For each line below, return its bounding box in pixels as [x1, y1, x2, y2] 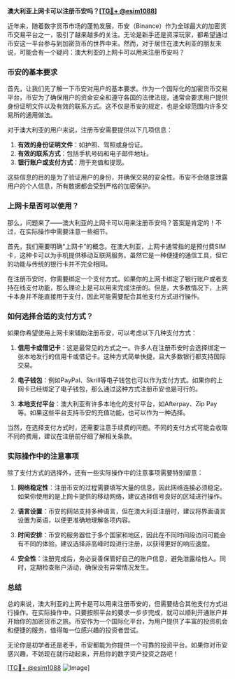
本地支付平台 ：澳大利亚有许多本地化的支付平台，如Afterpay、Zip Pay [17, 399, 218, 408]
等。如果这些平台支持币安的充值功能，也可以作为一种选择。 [17, 408, 190, 417]
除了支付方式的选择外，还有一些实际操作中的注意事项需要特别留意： [7, 469, 204, 477]
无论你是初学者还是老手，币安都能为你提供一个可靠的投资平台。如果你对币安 [7, 641, 228, 650]
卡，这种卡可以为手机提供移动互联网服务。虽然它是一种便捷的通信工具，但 [7, 250, 222, 259]
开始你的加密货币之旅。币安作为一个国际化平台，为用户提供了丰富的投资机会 [7, 617, 228, 626]
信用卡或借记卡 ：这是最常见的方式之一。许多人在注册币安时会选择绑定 [17, 343, 220, 351]
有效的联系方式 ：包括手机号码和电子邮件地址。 [17, 149, 152, 158]
